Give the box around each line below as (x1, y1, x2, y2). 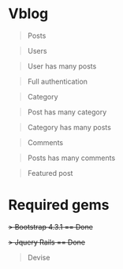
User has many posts (27, 61, 97, 71)
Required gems (8, 196, 110, 214)
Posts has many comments (27, 153, 116, 163)
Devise (27, 252, 50, 262)
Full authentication (27, 77, 88, 86)
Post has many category (27, 107, 107, 117)
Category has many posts (27, 122, 112, 132)
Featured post (27, 168, 73, 177)
